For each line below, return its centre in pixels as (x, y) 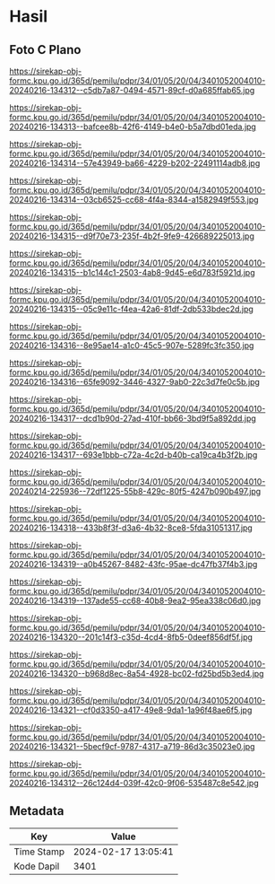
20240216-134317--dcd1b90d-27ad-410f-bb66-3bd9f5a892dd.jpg (133, 418)
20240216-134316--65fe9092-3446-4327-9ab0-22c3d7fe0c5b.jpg (134, 382)
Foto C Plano (45, 50)
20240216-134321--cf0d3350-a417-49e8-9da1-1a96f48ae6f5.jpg (131, 710)
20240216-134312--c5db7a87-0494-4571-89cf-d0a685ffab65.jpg (132, 90)
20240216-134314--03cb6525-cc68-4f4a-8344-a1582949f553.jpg (134, 200)
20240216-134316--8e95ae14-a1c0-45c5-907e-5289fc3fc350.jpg (132, 346)
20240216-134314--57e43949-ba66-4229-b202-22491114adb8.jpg (135, 163)
